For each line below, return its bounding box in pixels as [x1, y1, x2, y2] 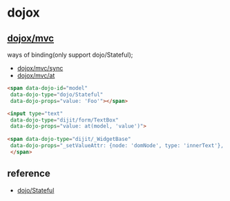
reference [7, 168, 50, 180]
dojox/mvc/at [17, 71, 55, 79]
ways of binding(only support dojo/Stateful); [7, 50, 133, 59]
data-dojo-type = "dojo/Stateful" [10, 91, 104, 98]
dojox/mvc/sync [17, 64, 64, 72]
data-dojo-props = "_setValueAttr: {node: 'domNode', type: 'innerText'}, [10, 142, 224, 149]
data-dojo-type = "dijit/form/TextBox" [10, 116, 119, 124]
